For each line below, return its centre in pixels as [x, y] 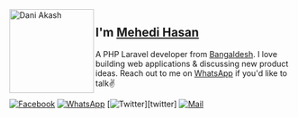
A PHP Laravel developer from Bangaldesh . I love [186, 54]
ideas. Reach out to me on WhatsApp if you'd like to [192, 73]
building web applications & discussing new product [192, 63]
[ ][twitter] [142, 104]
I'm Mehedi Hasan [148, 33]
